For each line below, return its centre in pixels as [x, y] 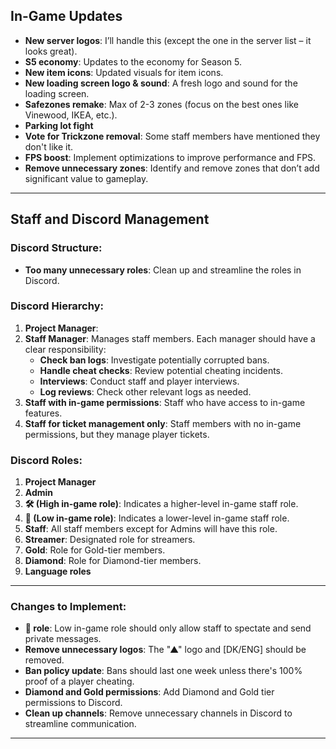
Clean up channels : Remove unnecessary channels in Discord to [158, 713]
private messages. [63, 639]
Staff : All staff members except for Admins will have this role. [151, 529]
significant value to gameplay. [86, 178]
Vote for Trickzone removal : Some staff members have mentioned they [172, 136]
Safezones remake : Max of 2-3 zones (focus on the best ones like [161, 104]
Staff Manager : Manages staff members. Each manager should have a [170, 338]
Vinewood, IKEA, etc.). [71, 115]
